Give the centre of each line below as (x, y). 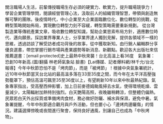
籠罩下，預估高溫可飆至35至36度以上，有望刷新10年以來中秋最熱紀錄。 (80, 80)
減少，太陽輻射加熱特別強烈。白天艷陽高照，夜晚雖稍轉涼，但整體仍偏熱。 (83, 92)
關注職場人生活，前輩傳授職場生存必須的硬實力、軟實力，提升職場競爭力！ (79, 7)
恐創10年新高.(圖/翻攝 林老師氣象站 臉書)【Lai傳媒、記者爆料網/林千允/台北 (80, 62)
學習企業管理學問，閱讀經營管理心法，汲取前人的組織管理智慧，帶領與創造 (79, 13)
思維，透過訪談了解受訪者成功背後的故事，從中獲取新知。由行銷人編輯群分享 (81, 44)
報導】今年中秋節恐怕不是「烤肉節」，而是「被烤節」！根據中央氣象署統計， (81, 68)
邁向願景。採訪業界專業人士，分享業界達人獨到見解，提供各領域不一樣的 (86, 37)
